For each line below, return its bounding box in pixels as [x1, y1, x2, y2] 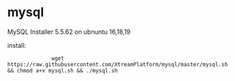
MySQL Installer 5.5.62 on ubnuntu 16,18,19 [7, 27, 131, 36]
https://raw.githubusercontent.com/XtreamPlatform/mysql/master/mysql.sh [7, 61, 229, 68]
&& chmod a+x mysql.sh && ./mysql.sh [7, 67, 118, 74]
